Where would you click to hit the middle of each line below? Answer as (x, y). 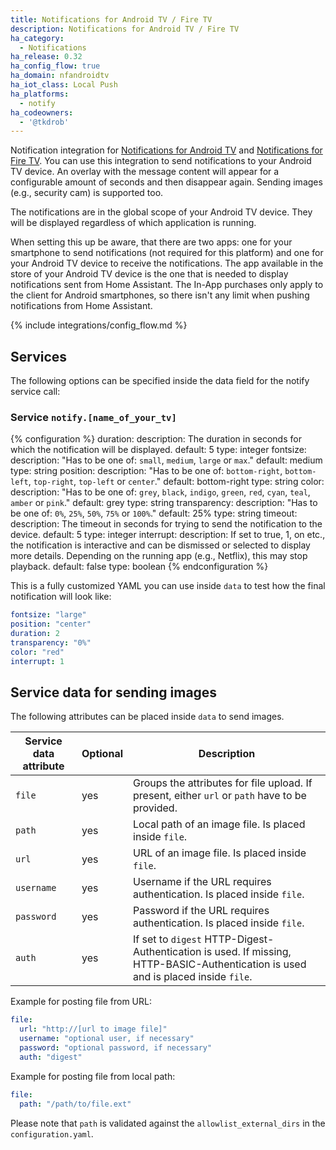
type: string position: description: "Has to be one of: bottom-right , (146, 471)
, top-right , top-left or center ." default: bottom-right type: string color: (176, 482)
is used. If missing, (247, 952)
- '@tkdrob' (44, 122)
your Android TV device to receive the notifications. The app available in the (167, 263)
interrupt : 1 (37, 661)
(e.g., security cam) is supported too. (87, 193)
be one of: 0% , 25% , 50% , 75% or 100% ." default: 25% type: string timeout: (154, 513)
